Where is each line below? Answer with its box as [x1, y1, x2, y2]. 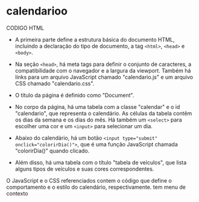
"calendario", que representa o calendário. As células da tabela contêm [14, 109, 192, 117]
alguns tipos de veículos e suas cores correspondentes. [14, 165, 154, 172]
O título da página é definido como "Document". [14, 91, 134, 99]
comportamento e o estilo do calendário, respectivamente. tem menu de [6, 183, 186, 191]
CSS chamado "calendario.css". [14, 80, 95, 87]
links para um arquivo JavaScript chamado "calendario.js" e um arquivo [14, 73, 194, 80]
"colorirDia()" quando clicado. [14, 147, 90, 154]
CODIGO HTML [6, 24, 44, 31]
